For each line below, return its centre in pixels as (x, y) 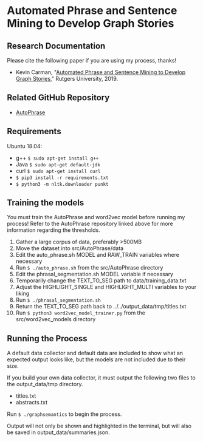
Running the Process (47, 338)
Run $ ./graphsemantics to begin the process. (64, 414)
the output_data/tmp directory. (45, 384)
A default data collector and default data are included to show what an (95, 353)
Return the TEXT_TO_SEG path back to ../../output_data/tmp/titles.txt (101, 307)
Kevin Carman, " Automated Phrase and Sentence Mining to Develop (101, 72)
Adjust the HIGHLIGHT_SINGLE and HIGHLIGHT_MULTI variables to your (106, 287)
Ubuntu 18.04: (24, 146)
